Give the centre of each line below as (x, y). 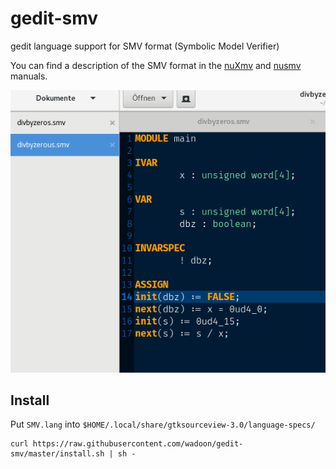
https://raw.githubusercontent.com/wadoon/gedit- (138, 444)
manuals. (29, 76)
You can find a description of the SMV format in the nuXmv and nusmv (156, 65)
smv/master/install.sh (57, 454)
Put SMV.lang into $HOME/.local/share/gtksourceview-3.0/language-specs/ (163, 424)
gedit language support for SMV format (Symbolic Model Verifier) (145, 46)
